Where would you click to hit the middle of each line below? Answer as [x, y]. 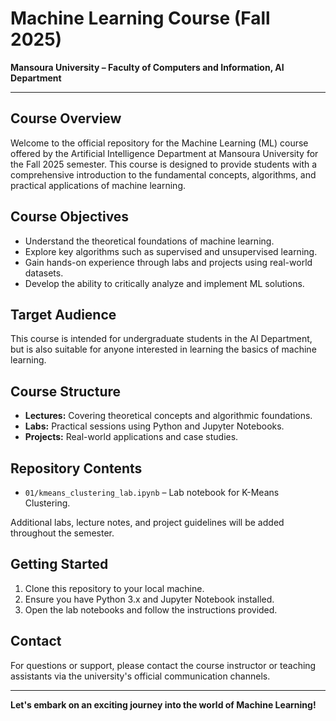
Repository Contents [76, 468]
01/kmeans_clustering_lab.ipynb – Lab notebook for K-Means [152, 492]
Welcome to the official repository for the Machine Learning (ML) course [159, 143]
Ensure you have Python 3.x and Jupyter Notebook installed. [149, 599]
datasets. [44, 273]
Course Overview [66, 118]
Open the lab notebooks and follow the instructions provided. [151, 609]
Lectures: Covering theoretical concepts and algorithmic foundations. [168, 416]
